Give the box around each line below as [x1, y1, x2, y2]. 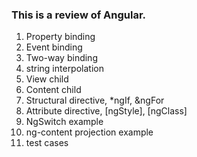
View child [25, 73, 69, 85]
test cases [25, 137, 69, 149]
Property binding [25, 31, 96, 43]
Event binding [25, 41, 83, 53]
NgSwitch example [25, 116, 104, 128]
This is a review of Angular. [11, 8, 147, 22]
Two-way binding [25, 52, 98, 64]
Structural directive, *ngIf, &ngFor [25, 94, 165, 107]
